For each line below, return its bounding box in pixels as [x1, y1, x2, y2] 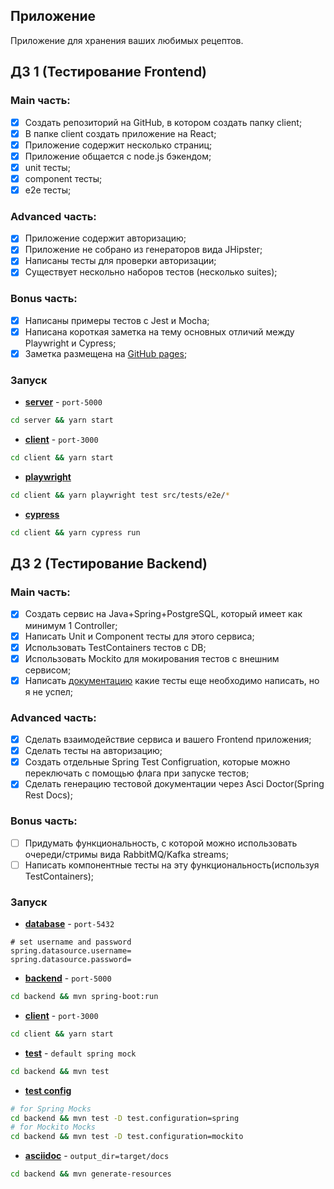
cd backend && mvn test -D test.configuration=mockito [10, 1132, 244, 1142]
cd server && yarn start [10, 415, 114, 426]
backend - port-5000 [24, 972, 112, 984]
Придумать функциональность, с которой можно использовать [24, 837, 298, 849]
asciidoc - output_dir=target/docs [24, 1150, 170, 1162]
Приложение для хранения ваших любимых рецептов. [10, 34, 244, 46]
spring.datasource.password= [10, 955, 132, 965]
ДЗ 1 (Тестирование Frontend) [10, 64, 208, 81]
